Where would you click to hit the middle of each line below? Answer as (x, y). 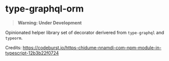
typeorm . (14, 38)
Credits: (13, 47)
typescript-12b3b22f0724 (32, 53)
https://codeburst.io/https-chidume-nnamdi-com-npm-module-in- (92, 47)
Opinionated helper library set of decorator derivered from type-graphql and (85, 32)
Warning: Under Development (50, 23)
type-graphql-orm (45, 9)
